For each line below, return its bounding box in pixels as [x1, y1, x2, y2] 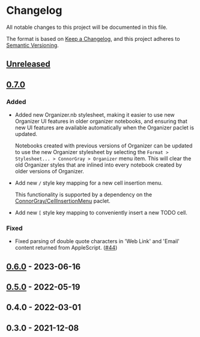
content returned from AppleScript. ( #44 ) [14, 244, 118, 252]
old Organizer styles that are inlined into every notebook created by [14, 161, 182, 168]
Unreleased [6, 59, 51, 69]
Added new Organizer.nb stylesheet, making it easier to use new [14, 111, 175, 119]
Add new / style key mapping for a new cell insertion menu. [14, 179, 163, 187]
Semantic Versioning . [6, 42, 59, 49]
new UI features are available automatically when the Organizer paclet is [14, 124, 194, 131]
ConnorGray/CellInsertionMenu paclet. [14, 197, 111, 205]
